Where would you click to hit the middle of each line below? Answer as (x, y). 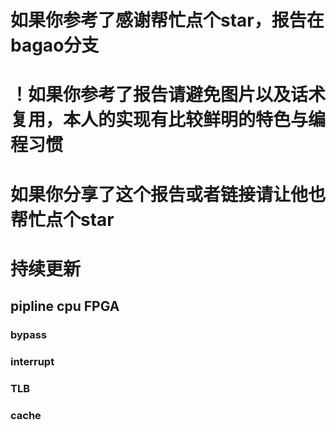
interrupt (32, 361)
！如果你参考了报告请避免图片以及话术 (168, 95)
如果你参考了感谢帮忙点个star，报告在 (167, 20)
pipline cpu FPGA (65, 306)
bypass (29, 335)
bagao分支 (55, 45)
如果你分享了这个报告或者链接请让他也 (168, 194)
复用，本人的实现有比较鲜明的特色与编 (168, 120)
